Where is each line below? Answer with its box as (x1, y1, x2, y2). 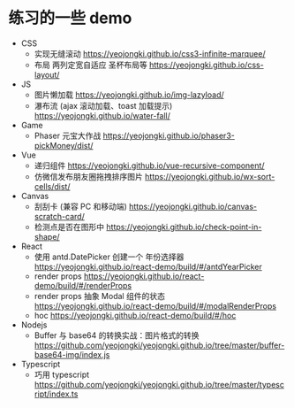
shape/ (34, 231, 60, 242)
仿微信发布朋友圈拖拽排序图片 (34, 171, 143, 181)
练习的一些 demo (8, 8, 132, 28)
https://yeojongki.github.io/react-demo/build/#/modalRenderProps (34, 300, 277, 311)
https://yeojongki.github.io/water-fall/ (34, 110, 171, 120)
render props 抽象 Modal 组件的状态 (34, 290, 165, 301)
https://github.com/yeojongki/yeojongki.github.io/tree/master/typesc (34, 379, 284, 389)
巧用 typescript (34, 369, 90, 380)
